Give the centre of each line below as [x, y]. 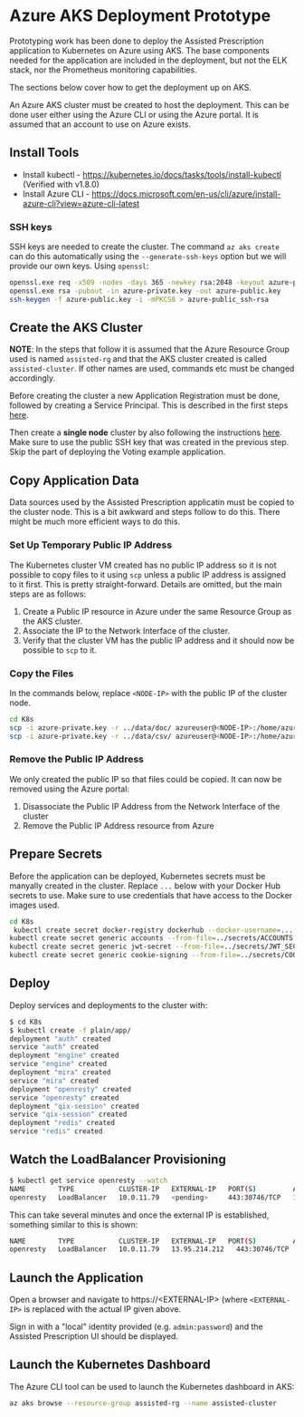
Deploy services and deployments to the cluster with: [109, 1005]
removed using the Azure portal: [69, 789]
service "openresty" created [64, 1098]
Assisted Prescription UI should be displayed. [94, 1336]
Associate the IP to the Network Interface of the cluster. [126, 630]
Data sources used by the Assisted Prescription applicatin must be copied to [152, 502]
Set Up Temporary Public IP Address [91, 545]
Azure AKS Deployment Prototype [140, 16]
